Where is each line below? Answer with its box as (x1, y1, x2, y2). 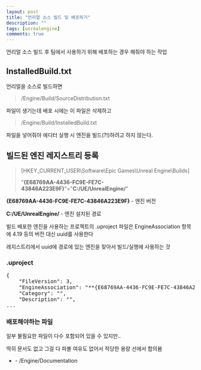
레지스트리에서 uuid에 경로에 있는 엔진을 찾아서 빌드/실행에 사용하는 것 (6, 243, 170, 250)
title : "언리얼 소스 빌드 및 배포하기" (6, 14, 91, 20)
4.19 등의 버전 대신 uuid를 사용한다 (12, 230, 94, 237)
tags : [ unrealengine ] (6, 25, 60, 32)
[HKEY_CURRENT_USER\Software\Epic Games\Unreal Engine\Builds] (20, 167, 190, 174)
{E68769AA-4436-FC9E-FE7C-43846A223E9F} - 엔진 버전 (6, 197, 157, 204)
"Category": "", (19, 290, 67, 297)
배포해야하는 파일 (6, 317, 53, 326)
